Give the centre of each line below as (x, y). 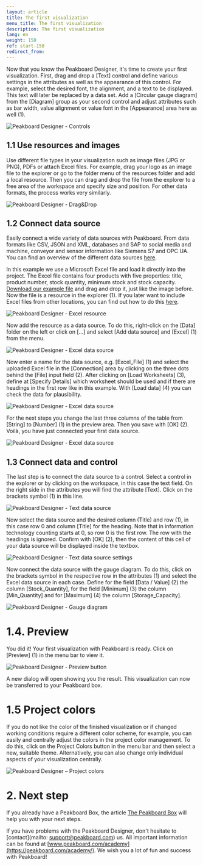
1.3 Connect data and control (62, 462)
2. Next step (37, 796)
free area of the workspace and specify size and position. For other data (97, 186)
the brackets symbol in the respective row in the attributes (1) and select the (101, 576)
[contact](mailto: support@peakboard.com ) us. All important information (97, 837)
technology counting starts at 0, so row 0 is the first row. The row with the (99, 533)
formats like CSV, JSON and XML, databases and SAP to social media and (99, 245)
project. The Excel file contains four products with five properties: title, (95, 276)
